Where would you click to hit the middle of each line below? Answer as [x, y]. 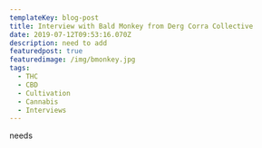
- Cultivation [44, 93]
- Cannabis [38, 102]
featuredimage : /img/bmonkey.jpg [73, 60]
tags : [19, 69]
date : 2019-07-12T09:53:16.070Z [70, 34]
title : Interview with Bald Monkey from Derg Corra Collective [131, 26]
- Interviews [42, 110]
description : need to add [58, 43]
